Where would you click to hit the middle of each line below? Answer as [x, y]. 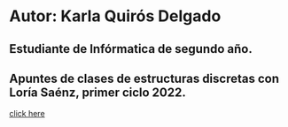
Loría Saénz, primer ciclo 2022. [97, 92]
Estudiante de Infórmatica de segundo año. [131, 49]
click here [27, 114]
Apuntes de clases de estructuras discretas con [144, 78]
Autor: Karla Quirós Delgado [115, 16]
